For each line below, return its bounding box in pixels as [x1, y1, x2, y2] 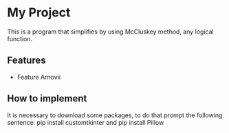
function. [7, 34, 33, 43]
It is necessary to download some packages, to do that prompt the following [7, 111, 223, 119]
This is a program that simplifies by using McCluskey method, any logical [7, 27, 215, 36]
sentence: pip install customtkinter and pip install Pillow [7, 118, 164, 126]
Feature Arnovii [17, 73, 61, 81]
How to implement [7, 93, 87, 104]
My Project [7, 5, 71, 21]
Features [7, 55, 46, 66]
